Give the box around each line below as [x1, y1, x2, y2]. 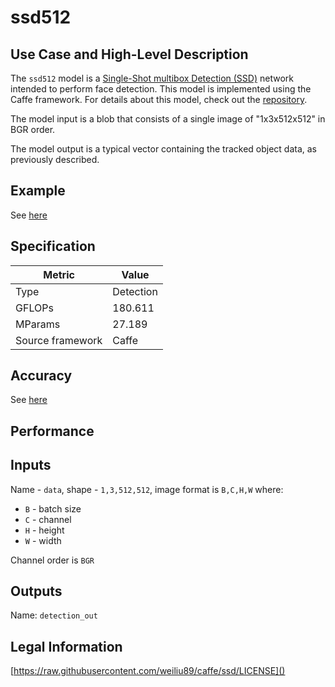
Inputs [10, 457, 52, 474]
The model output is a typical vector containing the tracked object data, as [10, 143, 318, 155]
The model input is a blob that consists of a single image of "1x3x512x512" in [10, 113, 326, 125]
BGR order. [10, 124, 56, 135]
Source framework [15, 333, 103, 347]
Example [10, 182, 66, 200]
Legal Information [10, 638, 123, 655]
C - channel [24, 513, 72, 525]
